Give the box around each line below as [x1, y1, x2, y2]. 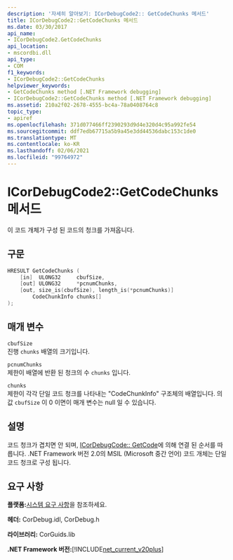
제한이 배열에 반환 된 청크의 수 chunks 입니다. [7, 368, 131, 376]
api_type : [7, 56, 36, 63]
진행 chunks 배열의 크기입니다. [7, 347, 90, 355]
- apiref [7, 114, 33, 121]
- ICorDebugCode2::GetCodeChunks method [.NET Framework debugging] [7, 95, 212, 102]
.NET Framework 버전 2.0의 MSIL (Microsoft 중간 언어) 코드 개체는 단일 [27, 449, 227, 458]
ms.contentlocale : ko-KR [7, 141, 80, 148]
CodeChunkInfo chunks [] [32, 293, 102, 300]
